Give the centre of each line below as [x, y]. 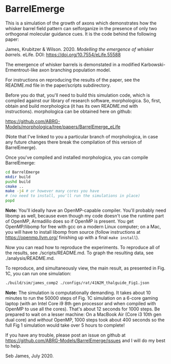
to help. [13, 346]
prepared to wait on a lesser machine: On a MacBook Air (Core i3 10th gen [83, 314]
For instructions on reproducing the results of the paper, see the [73, 80]
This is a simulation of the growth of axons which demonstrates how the [81, 23]
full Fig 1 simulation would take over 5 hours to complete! [65, 325]
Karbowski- [153, 64]
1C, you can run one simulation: [38, 274]
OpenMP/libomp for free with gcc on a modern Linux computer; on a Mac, [83, 227]
